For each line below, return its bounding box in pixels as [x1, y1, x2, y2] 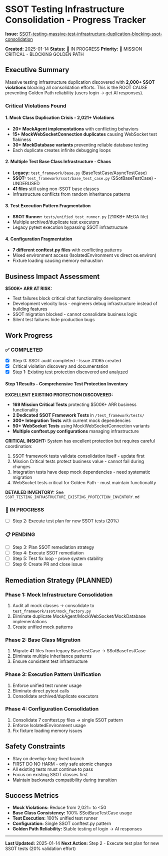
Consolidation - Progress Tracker [5, 14, 146, 26]
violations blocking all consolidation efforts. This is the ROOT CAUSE [5, 84, 147, 90]
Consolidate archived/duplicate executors [12, 693, 99, 699]
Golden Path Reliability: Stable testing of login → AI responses [12, 826, 142, 832]
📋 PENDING [5, 531, 35, 538]
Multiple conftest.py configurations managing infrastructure [12, 428, 139, 435]
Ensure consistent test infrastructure [12, 658, 88, 664]
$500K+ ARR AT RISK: [5, 286, 52, 292]
